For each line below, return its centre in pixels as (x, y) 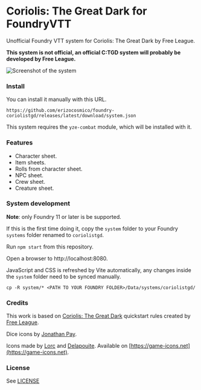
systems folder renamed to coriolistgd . (55, 235)
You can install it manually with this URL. (56, 99)
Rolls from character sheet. (49, 169)
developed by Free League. (41, 59)
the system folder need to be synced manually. (64, 276)
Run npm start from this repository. (50, 247)
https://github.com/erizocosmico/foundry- (60, 111)
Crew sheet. (30, 181)
